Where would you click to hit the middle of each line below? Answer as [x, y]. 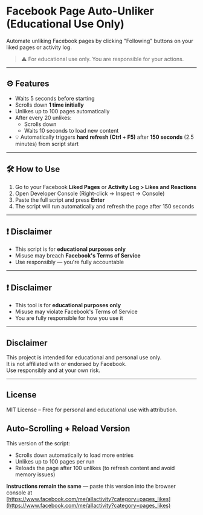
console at [19, 493]
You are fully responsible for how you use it [69, 318]
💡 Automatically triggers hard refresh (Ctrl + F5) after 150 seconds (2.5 [105, 137]
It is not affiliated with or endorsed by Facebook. [66, 364]
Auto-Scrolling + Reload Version [68, 429]
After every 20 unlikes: [43, 118]
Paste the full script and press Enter [60, 200]
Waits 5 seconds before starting [55, 98]
